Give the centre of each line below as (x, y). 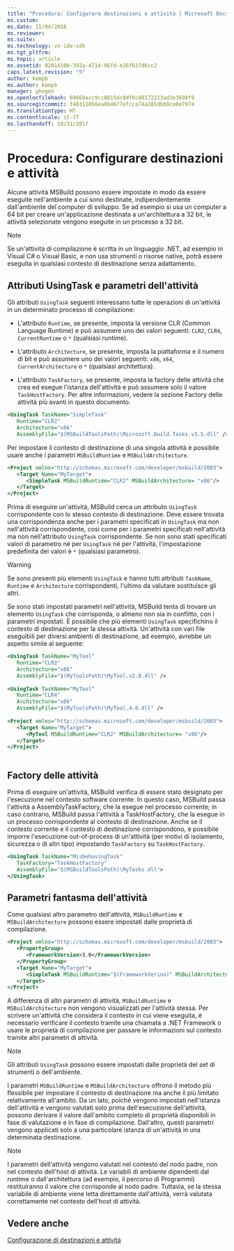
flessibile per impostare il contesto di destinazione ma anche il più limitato (113, 1093)
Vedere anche (38, 1223)
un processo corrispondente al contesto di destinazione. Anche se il (105, 821)
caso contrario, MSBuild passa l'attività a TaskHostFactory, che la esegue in (116, 814)
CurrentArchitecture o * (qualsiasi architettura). (86, 366)
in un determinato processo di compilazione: (71, 310)
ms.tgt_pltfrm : (29, 53)
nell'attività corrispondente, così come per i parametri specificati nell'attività (116, 529)
